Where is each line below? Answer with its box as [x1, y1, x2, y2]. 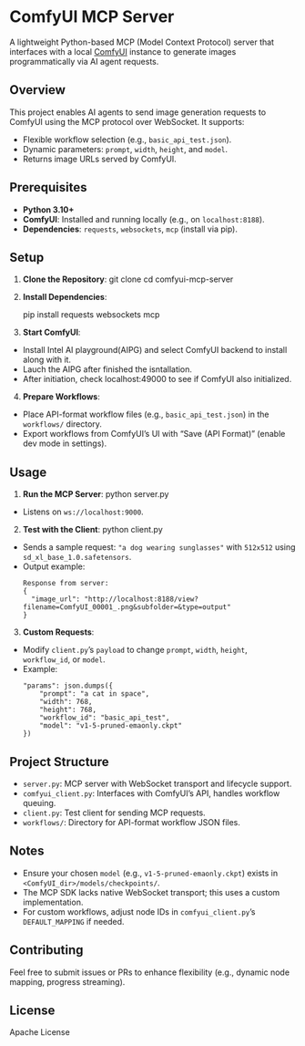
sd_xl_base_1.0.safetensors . [22, 552, 132, 563]
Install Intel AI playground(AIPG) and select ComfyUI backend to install [22, 345, 288, 356]
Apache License [9, 1027, 70, 1038]
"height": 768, [39, 705, 97, 715]
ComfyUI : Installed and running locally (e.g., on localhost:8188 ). [22, 213, 266, 224]
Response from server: [22, 579, 109, 588]
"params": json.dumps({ [22, 681, 114, 690]
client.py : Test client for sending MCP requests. [22, 807, 207, 818]
